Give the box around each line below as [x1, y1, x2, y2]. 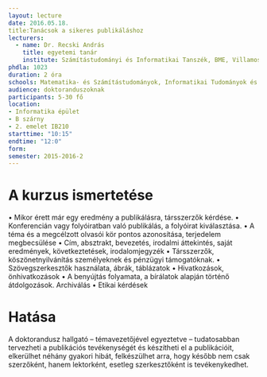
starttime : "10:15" [8, 130, 73, 138]
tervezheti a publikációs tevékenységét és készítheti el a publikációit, [8, 343, 234, 352]
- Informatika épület [8, 108, 80, 116]
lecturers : [8, 33, 44, 42]
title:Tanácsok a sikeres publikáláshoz [8, 26, 145, 34]
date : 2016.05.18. [8, 19, 69, 27]
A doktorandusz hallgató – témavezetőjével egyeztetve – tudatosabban [8, 335, 240, 344]
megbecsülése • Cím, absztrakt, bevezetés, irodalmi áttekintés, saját [8, 238, 233, 247]
